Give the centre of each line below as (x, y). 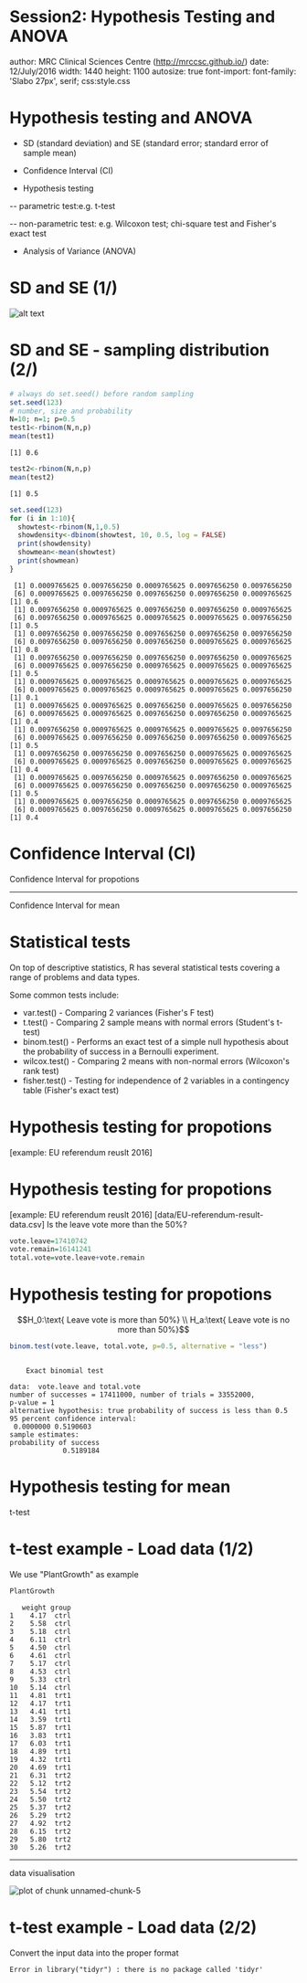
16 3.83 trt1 (40, 1735)
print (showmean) (48, 561)
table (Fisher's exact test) (71, 1090)
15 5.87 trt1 (40, 1727)
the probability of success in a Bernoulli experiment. (121, 1051)
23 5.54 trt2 (40, 1791)
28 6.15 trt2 (40, 1831)
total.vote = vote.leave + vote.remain (77, 1258)
